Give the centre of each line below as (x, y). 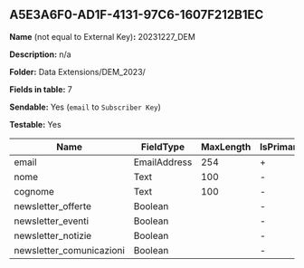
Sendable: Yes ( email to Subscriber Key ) (85, 107)
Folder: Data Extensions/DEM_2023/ (78, 72)
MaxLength (226, 147)
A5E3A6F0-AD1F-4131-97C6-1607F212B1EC (137, 15)
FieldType (163, 147)
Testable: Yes (35, 124)
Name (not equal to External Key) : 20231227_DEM (103, 36)
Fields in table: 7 (41, 89)
